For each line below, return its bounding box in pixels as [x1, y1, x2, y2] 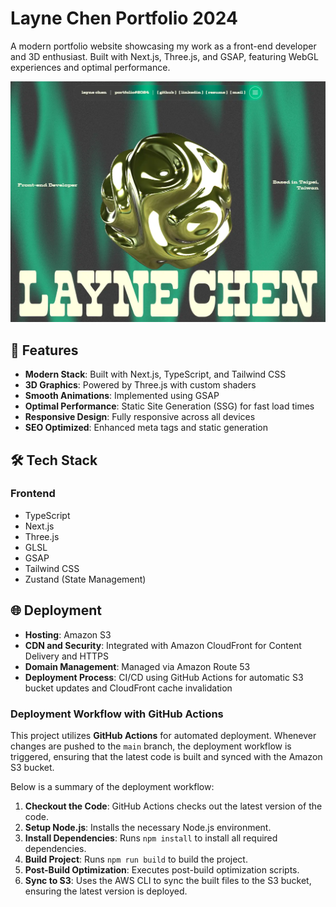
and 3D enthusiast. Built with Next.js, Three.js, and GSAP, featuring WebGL [10, 50, 319, 62]
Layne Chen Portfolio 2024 [10, 7, 238, 30]
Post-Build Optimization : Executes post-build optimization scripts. [24, 863, 300, 876]
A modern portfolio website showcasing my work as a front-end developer [10, 40, 317, 52]
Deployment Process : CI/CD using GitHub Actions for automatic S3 [24, 671, 304, 683]
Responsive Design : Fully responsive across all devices [24, 411, 256, 423]
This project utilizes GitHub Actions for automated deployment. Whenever [10, 729, 317, 741]
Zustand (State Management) [24, 573, 147, 585]
